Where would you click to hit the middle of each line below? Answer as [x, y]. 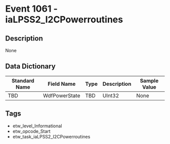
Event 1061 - [32, 9]
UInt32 [111, 95]
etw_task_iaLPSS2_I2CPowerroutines [51, 136]
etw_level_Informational [37, 126]
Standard [23, 81]
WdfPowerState [61, 95]
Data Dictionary [30, 66]
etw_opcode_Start [31, 131]
